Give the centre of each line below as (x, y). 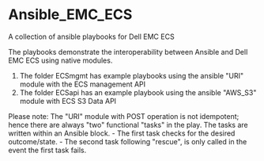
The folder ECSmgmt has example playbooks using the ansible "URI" (132, 75)
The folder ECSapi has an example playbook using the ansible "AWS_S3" (138, 92)
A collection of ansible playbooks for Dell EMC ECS (92, 36)
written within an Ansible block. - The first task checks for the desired (122, 133)
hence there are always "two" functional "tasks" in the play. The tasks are (128, 125)
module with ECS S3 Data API (68, 101)
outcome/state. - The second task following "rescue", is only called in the (128, 141)
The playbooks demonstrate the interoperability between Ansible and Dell (128, 52)
